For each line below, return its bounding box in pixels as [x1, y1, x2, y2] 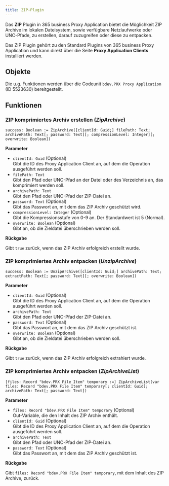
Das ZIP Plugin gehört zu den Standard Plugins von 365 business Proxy [5, 42, 154, 48]
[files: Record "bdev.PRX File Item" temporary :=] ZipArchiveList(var [5, 379, 159, 385]
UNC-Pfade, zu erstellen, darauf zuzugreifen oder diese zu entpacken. [5, 32, 153, 38]
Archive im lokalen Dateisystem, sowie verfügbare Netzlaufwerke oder [5, 26, 153, 33]
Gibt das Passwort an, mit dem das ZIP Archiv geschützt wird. [12, 204, 142, 210]
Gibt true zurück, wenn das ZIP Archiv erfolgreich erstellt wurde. [5, 245, 141, 251]
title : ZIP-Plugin [5, 7, 44, 13]
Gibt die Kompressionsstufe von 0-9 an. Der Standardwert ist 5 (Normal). [12, 215, 165, 221]
